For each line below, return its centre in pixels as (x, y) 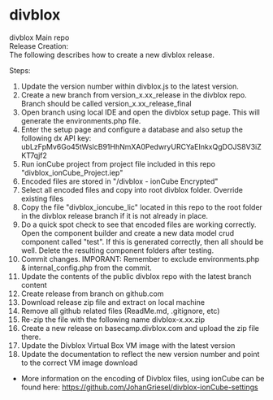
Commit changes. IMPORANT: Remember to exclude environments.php (140, 259)
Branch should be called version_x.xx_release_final (106, 103)
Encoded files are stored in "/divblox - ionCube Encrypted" (119, 181)
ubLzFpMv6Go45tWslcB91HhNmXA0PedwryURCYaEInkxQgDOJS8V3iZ (141, 146)
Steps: (20, 70)
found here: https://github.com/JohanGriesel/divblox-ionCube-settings (139, 387)
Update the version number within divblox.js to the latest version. (130, 86)
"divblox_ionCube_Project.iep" (72, 172)
